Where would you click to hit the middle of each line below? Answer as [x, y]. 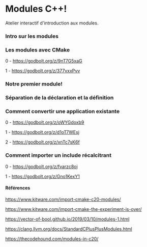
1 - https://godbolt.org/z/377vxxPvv [43, 71]
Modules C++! [36, 9]
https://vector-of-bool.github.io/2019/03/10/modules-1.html [67, 219]
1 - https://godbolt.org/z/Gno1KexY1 [42, 176]
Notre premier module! [34, 84]
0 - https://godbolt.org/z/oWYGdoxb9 [45, 122]
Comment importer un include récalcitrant [58, 155]
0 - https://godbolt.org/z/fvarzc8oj [41, 167]
